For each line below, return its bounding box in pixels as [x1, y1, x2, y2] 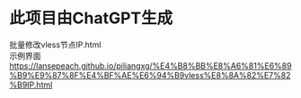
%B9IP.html [9, 79, 53, 90]
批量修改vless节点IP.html [9, 39, 102, 50]
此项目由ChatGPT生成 [9, 8, 173, 29]
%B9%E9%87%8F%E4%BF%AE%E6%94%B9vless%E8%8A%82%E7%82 [9, 69, 291, 80]
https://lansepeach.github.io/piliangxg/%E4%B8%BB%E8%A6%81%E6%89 [9, 60, 292, 71]
